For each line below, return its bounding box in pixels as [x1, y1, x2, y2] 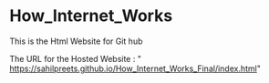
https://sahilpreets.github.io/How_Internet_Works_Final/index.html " [9, 63, 262, 74]
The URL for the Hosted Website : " [9, 53, 141, 64]
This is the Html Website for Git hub [9, 36, 143, 47]
